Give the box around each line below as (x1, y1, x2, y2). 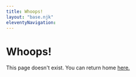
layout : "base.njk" (6, 14, 54, 20)
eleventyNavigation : (6, 19, 57, 25)
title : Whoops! (6, 8, 43, 15)
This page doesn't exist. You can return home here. (6, 64, 130, 71)
